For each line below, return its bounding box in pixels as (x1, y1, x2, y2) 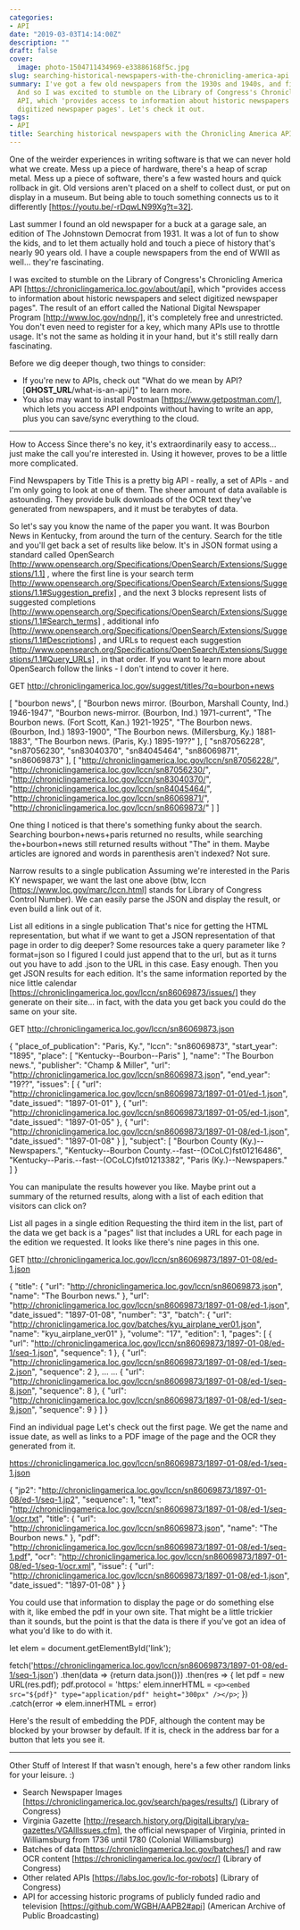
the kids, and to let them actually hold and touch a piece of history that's (9, 238, 276, 248)
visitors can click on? (9, 1200, 87, 1211)
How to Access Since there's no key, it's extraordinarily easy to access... (9, 439, 277, 449)
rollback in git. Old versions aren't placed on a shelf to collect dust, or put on (9, 182, 291, 193)
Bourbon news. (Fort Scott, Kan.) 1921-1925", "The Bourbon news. (9, 717, 253, 727)
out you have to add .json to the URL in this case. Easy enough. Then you (9, 958, 279, 969)
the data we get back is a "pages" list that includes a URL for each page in (9, 1227, 283, 1238)
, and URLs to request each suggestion (97, 634, 242, 645)
